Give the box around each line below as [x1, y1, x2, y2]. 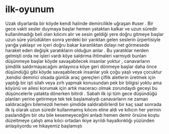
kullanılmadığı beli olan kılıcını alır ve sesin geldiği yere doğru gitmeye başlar [5, 31, 164, 37]
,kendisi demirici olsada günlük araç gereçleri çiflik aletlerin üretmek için [5, 74, 156, 80]
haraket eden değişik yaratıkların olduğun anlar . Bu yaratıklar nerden [5, 47, 149, 53]
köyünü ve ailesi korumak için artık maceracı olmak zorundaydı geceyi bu [5, 85, 158, 91]
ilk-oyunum [5, 4, 55, 15]
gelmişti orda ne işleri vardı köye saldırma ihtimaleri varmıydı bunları [5, 52, 147, 59]
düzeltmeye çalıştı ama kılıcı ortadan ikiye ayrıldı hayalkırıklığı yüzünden [5, 117, 155, 123]
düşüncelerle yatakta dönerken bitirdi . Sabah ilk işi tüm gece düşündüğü [5, 90, 157, 96]
